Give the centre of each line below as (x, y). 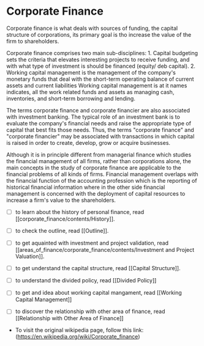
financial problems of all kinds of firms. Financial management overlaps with (102, 174)
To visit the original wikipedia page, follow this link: (79, 330)
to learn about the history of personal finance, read (80, 212)
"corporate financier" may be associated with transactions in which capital (100, 136)
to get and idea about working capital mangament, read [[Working (98, 293)
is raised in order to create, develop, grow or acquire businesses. (88, 142)
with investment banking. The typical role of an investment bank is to (93, 117)
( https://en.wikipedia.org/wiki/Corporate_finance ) (77, 337)
